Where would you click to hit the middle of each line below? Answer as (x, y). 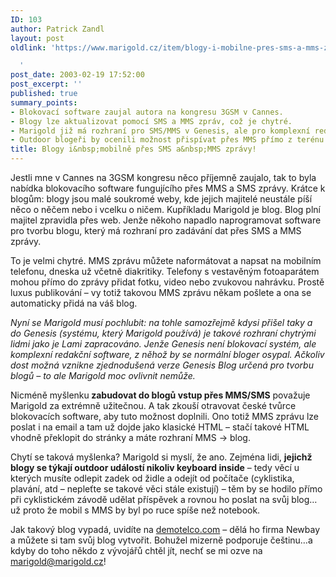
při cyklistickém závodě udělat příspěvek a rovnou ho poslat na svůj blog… (164, 499)
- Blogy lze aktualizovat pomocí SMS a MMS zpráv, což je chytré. (151, 121)
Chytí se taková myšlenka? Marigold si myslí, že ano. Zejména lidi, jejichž (161, 457)
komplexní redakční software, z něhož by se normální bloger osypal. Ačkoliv (167, 354)
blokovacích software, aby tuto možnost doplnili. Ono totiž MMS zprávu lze (164, 416)
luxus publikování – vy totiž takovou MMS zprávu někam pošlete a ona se (161, 292)
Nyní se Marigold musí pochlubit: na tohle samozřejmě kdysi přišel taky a (161, 322)
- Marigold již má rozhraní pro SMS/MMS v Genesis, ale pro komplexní (160, 131)
